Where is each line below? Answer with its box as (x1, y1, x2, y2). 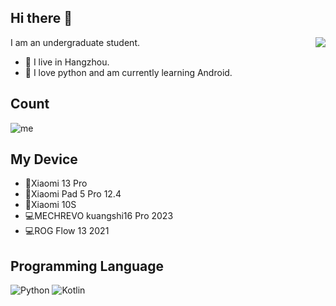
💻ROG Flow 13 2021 (24, 225, 110, 237)
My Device (10, 151, 78, 168)
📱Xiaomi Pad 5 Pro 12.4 (24, 188, 122, 200)
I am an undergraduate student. (10, 36, 140, 48)
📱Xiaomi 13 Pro (24, 177, 88, 190)
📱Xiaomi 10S (24, 199, 77, 211)
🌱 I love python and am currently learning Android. (24, 66, 233, 78)
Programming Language (10, 257, 165, 275)
